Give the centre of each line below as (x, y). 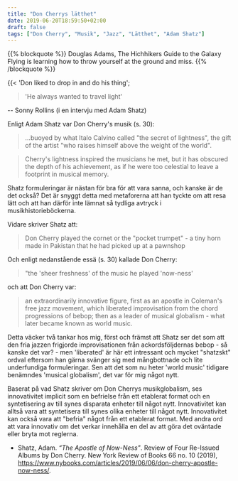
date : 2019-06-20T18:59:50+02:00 (57, 21)
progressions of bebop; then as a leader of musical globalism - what (125, 316)
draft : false (27, 27)
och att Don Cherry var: (42, 287)
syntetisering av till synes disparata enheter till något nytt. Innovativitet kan (117, 404)
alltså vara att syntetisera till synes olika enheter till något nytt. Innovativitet (117, 411)
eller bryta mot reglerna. (43, 434)
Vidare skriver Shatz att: (43, 225)
